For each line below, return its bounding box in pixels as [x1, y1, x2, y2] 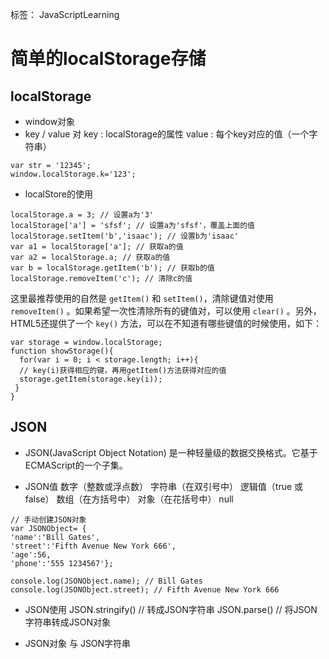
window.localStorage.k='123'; [10, 169, 137, 179]
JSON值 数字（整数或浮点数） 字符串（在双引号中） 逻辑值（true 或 [24, 480, 304, 492]
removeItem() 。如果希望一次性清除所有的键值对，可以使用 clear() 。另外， [10, 305, 322, 317]
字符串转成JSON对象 [24, 616, 112, 628]
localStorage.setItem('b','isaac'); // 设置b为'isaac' [10, 231, 239, 241]
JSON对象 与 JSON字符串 [24, 637, 132, 649]
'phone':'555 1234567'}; [10, 558, 114, 568]
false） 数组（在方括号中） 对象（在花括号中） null [24, 493, 234, 505]
